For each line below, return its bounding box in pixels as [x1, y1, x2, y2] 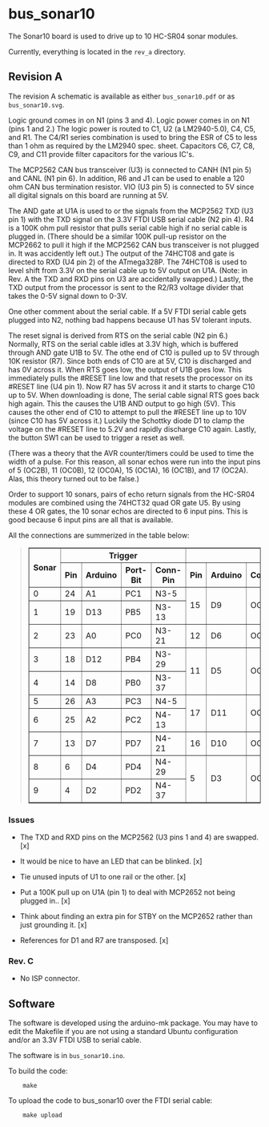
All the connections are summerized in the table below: [8, 530, 190, 540]
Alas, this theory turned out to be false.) [8, 473, 140, 483]
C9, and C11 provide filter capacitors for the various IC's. [8, 149, 195, 159]
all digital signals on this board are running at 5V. [8, 190, 169, 200]
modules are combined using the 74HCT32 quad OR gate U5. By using [8, 497, 241, 507]
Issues [8, 814, 35, 825]
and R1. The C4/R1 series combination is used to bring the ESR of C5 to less [8, 132, 258, 142]
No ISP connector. [19, 974, 80, 984]
